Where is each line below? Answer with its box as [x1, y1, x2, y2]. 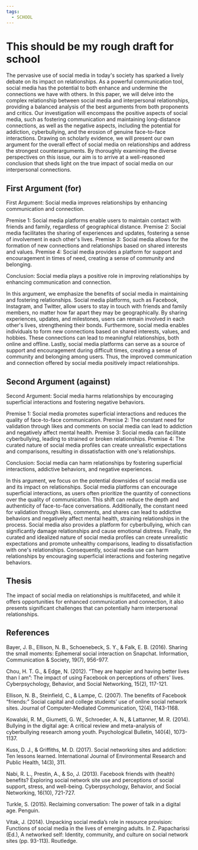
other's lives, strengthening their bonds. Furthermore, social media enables [6, 322, 189, 329]
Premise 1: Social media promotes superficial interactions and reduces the [6, 410, 187, 418]
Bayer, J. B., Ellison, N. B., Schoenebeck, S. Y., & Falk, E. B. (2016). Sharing [6, 643, 188, 650]
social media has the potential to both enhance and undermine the [6, 84, 167, 92]
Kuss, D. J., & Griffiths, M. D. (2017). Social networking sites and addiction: [6, 746, 187, 753]
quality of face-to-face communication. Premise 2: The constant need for [6, 416, 185, 424]
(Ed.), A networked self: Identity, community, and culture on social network [6, 830, 189, 838]
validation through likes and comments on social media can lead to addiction [6, 423, 193, 430]
